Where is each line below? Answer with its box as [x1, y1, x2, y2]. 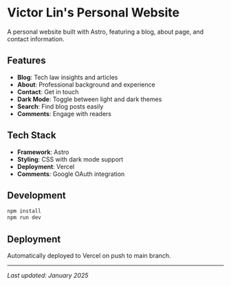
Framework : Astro [16, 148, 69, 156]
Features [7, 55, 46, 67]
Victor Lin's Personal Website [7, 5, 180, 21]
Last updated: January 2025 [7, 271, 89, 279]
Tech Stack [7, 129, 56, 142]
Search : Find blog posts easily [16, 102, 104, 111]
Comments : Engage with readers [16, 109, 112, 118]
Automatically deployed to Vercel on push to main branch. [7, 251, 171, 259]
